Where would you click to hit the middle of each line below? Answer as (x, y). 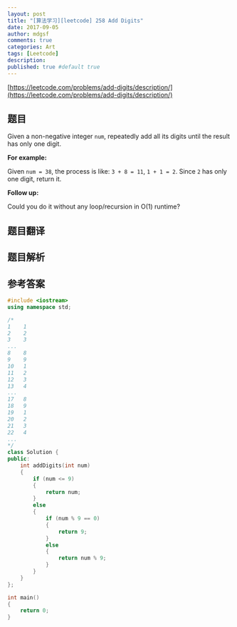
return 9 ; (73, 532)
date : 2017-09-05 (33, 27)
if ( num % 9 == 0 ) (73, 519)
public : (19, 459)
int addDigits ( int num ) (56, 466)
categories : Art (31, 47)
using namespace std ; (39, 307)
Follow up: (23, 193)
